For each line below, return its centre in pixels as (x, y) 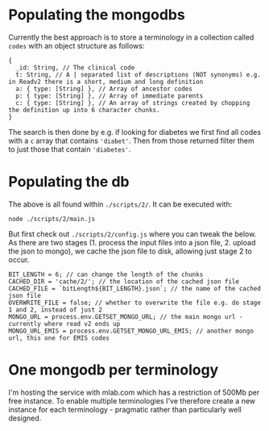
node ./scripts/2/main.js (52, 219)
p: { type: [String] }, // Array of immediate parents (110, 96)
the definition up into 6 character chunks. (84, 110)
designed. (25, 418)
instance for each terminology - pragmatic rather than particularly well (125, 409)
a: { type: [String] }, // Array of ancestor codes (104, 89)
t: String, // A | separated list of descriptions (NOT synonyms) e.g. (139, 74)
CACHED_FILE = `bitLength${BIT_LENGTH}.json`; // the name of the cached (135, 288)
